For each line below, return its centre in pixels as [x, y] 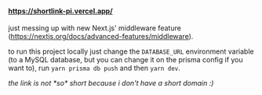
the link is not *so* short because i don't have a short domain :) [111, 83]
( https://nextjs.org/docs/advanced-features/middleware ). [101, 37]
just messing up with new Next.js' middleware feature [95, 28]
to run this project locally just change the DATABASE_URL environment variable [131, 51]
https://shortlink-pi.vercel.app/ [60, 11]
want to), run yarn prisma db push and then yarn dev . [94, 68]
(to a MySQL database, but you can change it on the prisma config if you [126, 60]
